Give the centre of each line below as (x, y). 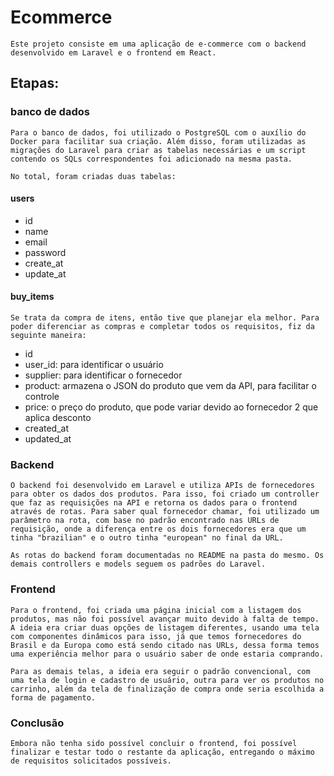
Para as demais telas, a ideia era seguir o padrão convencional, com (160, 671)
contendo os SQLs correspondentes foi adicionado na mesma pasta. (151, 159)
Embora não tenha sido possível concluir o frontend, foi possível (154, 743)
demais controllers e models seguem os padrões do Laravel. (138, 564)
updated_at (48, 439)
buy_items (32, 297)
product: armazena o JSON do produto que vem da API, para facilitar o (170, 386)
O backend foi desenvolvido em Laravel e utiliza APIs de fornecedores (162, 486)
